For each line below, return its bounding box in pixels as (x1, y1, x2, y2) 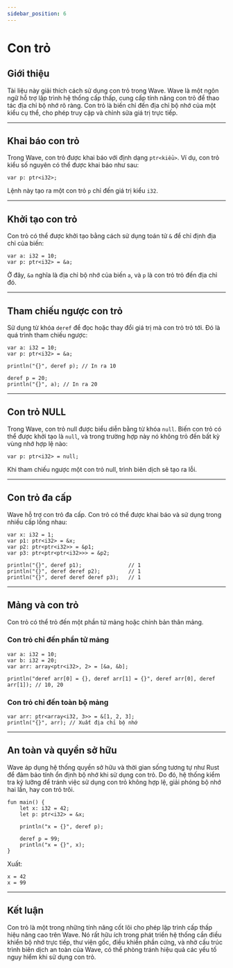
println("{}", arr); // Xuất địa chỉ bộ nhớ (7, 720, 138, 727)
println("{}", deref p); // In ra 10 (7, 363, 116, 370)
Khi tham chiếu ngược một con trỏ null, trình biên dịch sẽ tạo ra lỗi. (7, 465, 198, 473)
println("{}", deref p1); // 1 (7, 562, 141, 569)
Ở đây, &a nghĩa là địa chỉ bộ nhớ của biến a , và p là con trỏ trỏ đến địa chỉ (7, 271, 218, 279)
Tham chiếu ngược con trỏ (7, 305, 123, 317)
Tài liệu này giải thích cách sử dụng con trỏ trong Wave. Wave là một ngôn (7, 86, 219, 95)
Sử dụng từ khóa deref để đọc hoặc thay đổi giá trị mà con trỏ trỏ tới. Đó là (7, 324, 221, 332)
